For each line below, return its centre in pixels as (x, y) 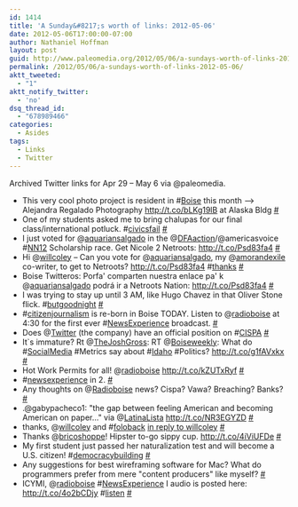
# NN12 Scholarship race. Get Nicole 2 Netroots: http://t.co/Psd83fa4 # (151, 247)
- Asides (33, 133)
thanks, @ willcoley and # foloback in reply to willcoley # (123, 426)
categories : (31, 125)
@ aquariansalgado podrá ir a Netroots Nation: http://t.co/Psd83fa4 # (148, 285)
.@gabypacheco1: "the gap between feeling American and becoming (147, 408)
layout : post (33, 51)
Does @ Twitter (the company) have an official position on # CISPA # (145, 332)
